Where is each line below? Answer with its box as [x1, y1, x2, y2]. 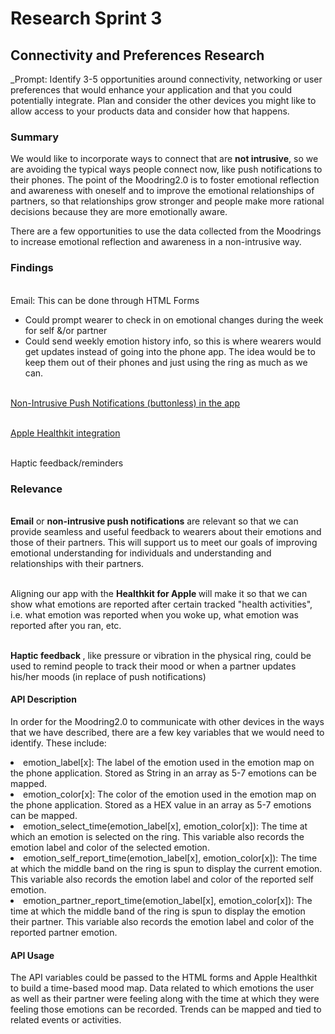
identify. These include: [10, 737, 107, 749]
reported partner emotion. [10, 927, 118, 939]
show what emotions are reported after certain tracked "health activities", [10, 598, 313, 610]
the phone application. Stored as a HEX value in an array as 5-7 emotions [10, 799, 312, 811]
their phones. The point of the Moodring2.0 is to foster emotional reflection [10, 174, 320, 186]
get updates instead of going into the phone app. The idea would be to [24, 345, 316, 357]
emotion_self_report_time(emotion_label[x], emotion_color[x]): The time [23, 852, 318, 864]
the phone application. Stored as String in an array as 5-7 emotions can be [10, 767, 317, 779]
